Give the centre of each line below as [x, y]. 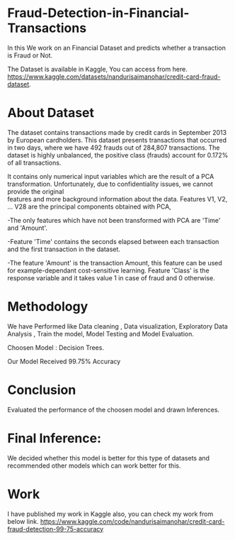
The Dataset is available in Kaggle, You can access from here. [97, 69]
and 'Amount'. [28, 228]
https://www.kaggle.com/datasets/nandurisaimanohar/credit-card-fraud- [114, 77]
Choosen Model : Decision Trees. [56, 347]
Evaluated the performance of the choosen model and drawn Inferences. [114, 409]
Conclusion [42, 390]
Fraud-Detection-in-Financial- [98, 13]
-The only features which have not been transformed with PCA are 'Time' [114, 220]
